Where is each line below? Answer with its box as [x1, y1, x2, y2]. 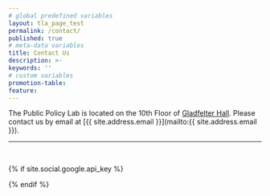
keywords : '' [8, 64, 52, 72]
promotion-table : [8, 79, 67, 87]
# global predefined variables [8, 11, 113, 20]
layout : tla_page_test [8, 19, 84, 27]
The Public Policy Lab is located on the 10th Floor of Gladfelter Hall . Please [8, 108, 256, 118]
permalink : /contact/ [8, 27, 81, 35]
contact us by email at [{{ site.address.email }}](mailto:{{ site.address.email [8, 117, 257, 127]
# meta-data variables [8, 42, 84, 50]
